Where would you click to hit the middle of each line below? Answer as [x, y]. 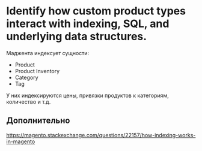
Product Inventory [37, 71]
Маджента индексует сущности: [48, 53]
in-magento [21, 141]
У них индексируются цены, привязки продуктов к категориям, [88, 95]
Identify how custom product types [96, 11]
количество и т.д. [29, 102]
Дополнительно [38, 121]
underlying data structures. [77, 37]
